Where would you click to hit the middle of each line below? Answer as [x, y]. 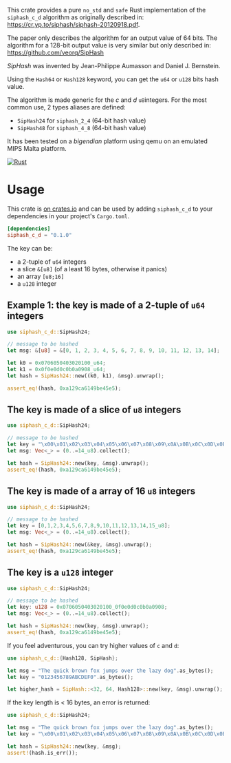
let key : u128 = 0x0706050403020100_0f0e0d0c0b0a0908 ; [87, 607]
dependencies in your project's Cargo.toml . [68, 216]
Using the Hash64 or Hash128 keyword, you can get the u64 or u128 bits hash [113, 79]
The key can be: [30, 248]
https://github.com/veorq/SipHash [56, 52]
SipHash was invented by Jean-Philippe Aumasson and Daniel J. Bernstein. [114, 66]
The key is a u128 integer [60, 573]
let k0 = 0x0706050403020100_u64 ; [57, 363]
